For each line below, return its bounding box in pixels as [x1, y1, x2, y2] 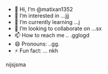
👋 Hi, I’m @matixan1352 [14, 6, 74, 13]
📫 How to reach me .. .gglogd [14, 32, 90, 39]
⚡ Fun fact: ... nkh [14, 47, 59, 54]
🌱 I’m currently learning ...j [14, 19, 80, 25]
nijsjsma [5, 61, 27, 68]
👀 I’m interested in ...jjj [14, 12, 70, 19]
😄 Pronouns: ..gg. [14, 40, 60, 48]
